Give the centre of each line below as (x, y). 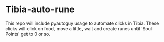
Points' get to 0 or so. (28, 34)
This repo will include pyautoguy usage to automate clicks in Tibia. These (82, 23)
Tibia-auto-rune (40, 9)
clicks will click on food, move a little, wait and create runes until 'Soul (78, 28)
